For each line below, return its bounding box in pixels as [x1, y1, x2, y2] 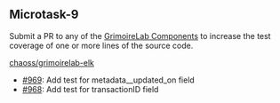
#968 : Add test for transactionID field [21, 83, 159, 94]
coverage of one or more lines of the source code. [9, 40, 194, 51]
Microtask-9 [9, 7, 79, 22]
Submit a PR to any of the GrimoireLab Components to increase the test [9, 30, 271, 41]
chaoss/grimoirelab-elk [9, 57, 95, 67]
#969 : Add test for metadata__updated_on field [21, 75, 196, 85]
